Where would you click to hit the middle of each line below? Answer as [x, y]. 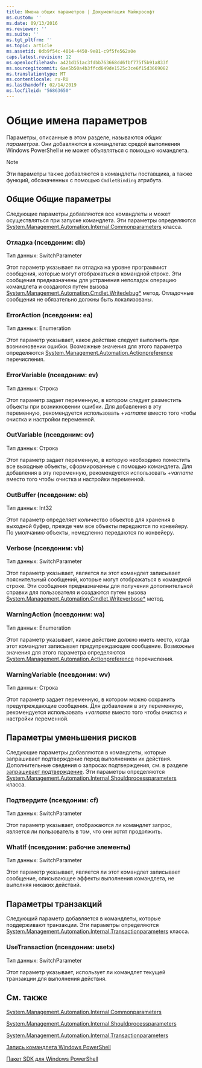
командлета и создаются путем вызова [57, 286]
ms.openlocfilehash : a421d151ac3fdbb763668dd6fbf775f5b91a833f [87, 62]
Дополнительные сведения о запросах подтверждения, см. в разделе [97, 765]
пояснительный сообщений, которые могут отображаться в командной [99, 579]
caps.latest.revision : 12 [39, 57]
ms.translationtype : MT [36, 74]
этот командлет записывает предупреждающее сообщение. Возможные [100, 646]
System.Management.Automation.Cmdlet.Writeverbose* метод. [85, 599]
